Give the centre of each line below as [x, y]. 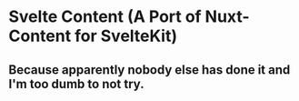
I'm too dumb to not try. [76, 84]
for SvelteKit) [126, 36]
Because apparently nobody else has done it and [149, 70]
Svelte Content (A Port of [105, 17]
